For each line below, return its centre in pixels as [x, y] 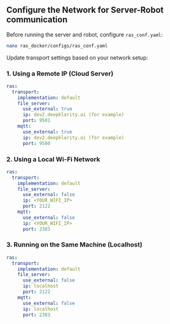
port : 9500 [36, 143]
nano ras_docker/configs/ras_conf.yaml [57, 45]
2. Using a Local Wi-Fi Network [53, 159]
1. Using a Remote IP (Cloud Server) [60, 73]
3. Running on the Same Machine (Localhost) [74, 245]
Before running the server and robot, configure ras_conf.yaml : [85, 34]
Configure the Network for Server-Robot [85, 10]
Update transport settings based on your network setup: [77, 57]
